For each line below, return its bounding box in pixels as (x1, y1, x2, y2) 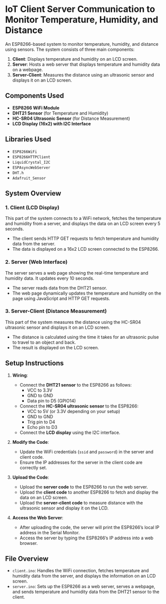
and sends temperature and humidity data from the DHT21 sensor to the (12, 589, 160, 595)
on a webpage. (12, 66, 43, 73)
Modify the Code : (12, 439, 50, 445)
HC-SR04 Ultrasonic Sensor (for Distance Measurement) (12, 115, 130, 121)
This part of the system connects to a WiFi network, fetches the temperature (5, 215, 162, 221)
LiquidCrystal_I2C (12, 160, 51, 165)
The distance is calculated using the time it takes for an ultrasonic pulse (12, 334, 159, 340)
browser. (19, 540, 38, 546)
